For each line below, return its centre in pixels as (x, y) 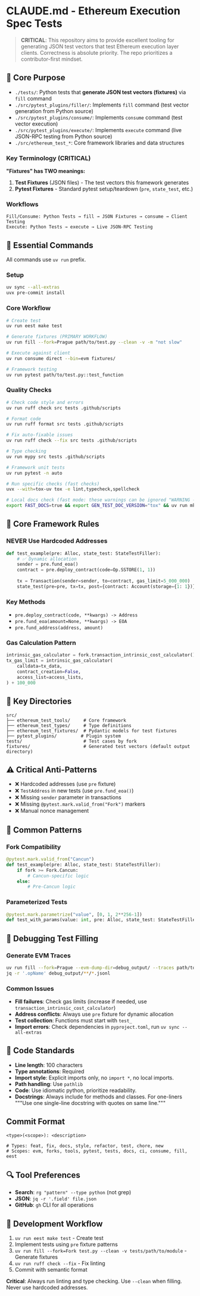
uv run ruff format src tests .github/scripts (65, 424)
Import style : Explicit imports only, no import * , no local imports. (94, 1078)
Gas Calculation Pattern (41, 643)
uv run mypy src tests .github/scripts (56, 456)
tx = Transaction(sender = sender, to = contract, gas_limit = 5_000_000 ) (104, 581)
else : (24, 881)
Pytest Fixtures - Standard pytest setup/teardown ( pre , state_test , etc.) (104, 189)
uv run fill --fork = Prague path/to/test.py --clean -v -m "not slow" (94, 342)
